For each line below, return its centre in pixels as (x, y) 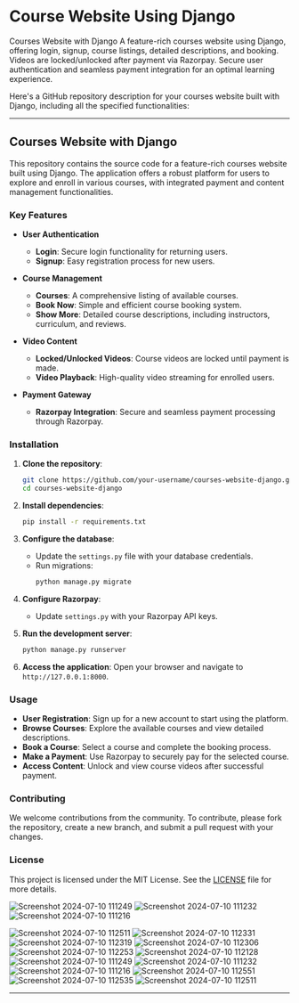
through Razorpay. (69, 421)
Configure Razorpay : (61, 599)
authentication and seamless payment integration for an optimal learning (142, 69)
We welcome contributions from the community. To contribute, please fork (145, 818)
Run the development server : (77, 633)
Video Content (49, 341)
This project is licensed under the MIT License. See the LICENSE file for (141, 879)
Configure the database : (68, 538)
